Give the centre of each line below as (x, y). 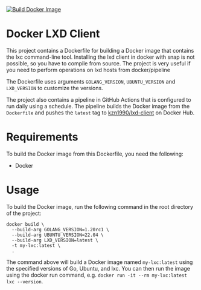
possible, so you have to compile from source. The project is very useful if (99, 63)
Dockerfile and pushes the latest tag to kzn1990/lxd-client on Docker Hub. (101, 113)
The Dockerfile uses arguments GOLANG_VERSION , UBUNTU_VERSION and (91, 81)
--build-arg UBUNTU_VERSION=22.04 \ (58, 235)
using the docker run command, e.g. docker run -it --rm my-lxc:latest (97, 275)
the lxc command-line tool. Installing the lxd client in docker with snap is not (101, 57)
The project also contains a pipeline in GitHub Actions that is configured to (99, 99)
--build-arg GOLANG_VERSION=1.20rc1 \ (61, 229)
